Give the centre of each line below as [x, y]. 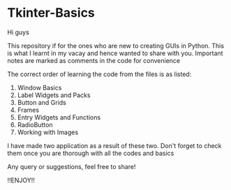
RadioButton [35, 124]
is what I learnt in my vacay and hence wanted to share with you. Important [115, 53]
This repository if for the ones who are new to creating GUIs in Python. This [116, 45]
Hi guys [18, 32]
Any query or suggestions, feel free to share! [72, 166]
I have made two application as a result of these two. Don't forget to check [114, 145]
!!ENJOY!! [21, 180]
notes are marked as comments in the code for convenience [94, 60]
